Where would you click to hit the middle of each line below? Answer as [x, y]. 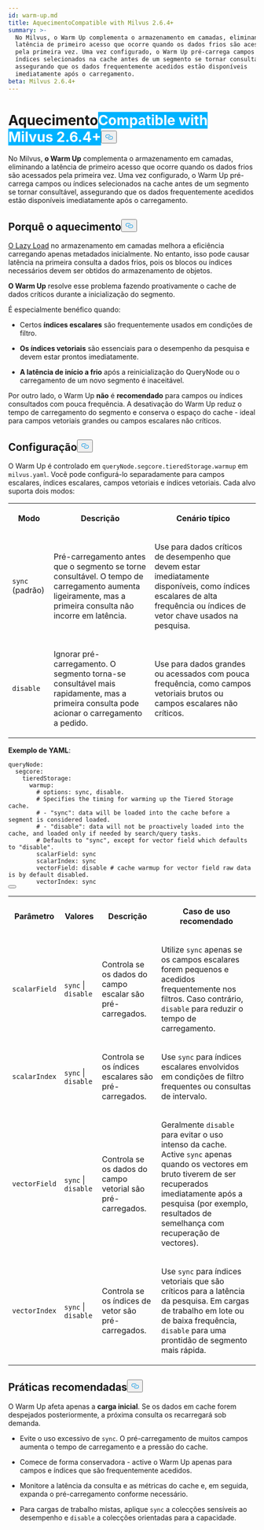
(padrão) [28, 590]
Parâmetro [35, 916]
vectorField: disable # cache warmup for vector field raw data [144, 868]
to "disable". [31, 848]
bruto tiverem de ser [198, 1174]
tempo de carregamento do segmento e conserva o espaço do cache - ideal [132, 412]
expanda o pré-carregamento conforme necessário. [104, 1494]
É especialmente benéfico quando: [64, 310]
